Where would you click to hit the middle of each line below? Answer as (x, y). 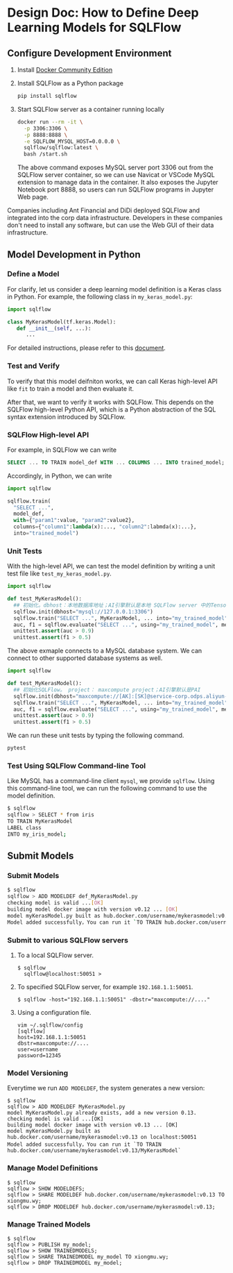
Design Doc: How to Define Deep (103, 13)
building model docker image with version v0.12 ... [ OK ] (93, 910)
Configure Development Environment (89, 53)
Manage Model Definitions (53, 1168)
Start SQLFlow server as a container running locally (91, 109)
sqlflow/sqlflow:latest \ (61, 148)
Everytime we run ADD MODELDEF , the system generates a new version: (106, 1088)
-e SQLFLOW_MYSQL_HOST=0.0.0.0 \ (72, 141)
